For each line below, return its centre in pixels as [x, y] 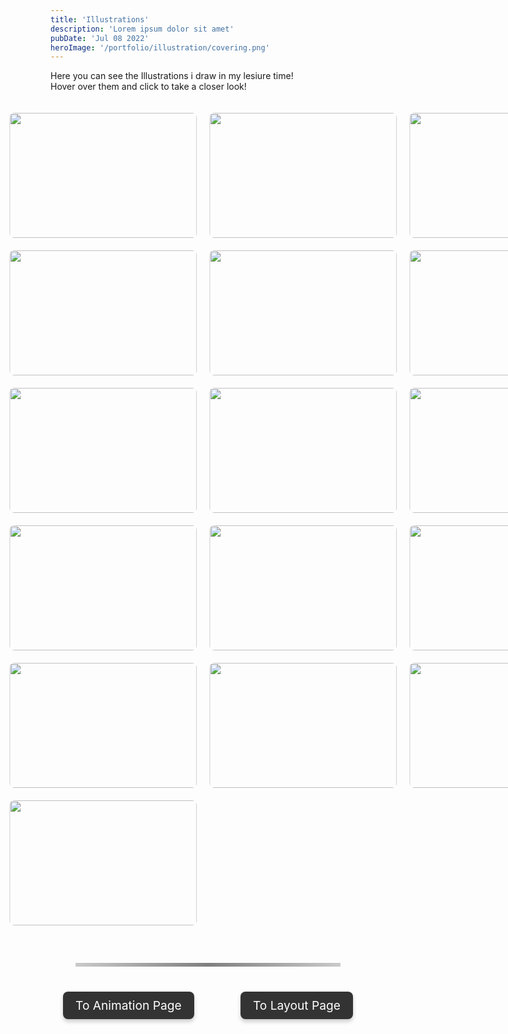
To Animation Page [128, 1005]
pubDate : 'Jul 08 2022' [100, 38]
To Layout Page [296, 1005]
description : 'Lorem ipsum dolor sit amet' [142, 29]
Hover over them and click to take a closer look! [148, 87]
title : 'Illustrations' [100, 19]
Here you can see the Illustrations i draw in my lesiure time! [172, 76]
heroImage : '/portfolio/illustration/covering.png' [160, 47]
